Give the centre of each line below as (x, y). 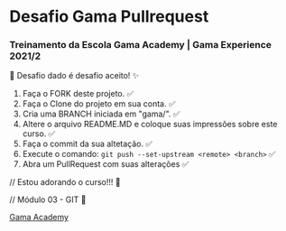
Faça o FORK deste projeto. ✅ (78, 94)
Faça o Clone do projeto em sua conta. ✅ (99, 104)
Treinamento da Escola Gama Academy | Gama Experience (141, 45)
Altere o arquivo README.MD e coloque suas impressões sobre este (150, 125)
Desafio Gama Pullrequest (109, 17)
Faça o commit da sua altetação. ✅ (88, 144)
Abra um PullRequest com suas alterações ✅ (106, 164)
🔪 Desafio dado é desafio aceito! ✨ (74, 76)
